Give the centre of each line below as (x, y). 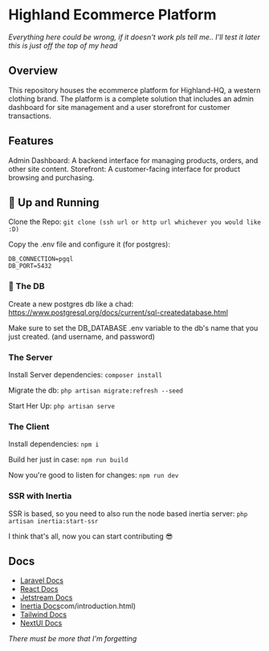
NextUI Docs (41, 623)
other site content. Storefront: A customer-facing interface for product (124, 169)
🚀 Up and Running (54, 202)
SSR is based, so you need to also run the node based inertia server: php (128, 513)
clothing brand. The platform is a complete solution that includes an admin (131, 99)
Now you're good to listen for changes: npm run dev (94, 475)
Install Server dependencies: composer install (86, 374)
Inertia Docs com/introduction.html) (78, 606)
